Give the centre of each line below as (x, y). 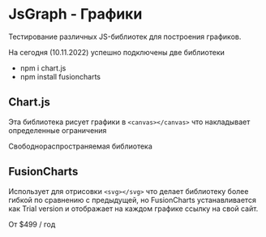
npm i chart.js (43, 68)
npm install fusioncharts (60, 76)
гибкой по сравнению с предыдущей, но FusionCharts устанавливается (133, 200)
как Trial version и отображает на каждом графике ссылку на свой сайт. (133, 209)
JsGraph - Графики (75, 14)
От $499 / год (32, 224)
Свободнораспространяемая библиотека (80, 146)
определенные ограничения (58, 130)
